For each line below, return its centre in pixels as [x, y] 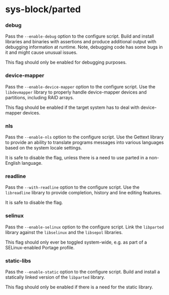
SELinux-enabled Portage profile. [40, 247]
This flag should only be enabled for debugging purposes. [66, 63]
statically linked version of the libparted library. [55, 277]
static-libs [18, 260]
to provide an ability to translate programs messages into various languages [84, 142]
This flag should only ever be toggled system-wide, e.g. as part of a [76, 242]
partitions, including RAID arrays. [40, 97]
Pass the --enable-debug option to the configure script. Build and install [80, 36]
